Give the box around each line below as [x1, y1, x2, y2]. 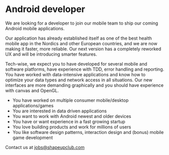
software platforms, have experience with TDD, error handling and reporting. [5, 66, 164, 72]
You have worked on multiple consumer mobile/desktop [12, 97, 129, 103]
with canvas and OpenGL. [5, 87, 59, 93]
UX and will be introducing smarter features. [5, 51, 97, 57]
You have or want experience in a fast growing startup [12, 118, 126, 124]
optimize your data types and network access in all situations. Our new [5, 77, 153, 83]
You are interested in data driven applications [12, 108, 107, 114]
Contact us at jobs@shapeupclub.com [5, 144, 85, 150]
